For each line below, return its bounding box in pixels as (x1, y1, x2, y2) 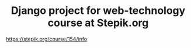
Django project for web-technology (11, 4, 186, 17)
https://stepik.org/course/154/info (6, 35, 88, 42)
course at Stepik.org (47, 16, 149, 29)
